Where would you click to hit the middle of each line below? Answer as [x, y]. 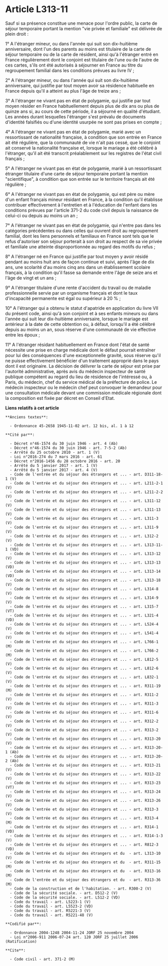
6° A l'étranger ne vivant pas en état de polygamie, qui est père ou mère [80, 194]
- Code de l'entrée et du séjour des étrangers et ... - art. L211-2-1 [87, 483]
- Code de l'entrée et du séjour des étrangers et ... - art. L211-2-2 [87, 492]
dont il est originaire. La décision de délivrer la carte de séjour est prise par [83, 366]
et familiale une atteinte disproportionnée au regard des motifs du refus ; [80, 247]
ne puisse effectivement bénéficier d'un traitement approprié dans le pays [82, 361]
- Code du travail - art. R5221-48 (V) [52, 915]
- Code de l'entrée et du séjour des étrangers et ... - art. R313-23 [85, 783]
